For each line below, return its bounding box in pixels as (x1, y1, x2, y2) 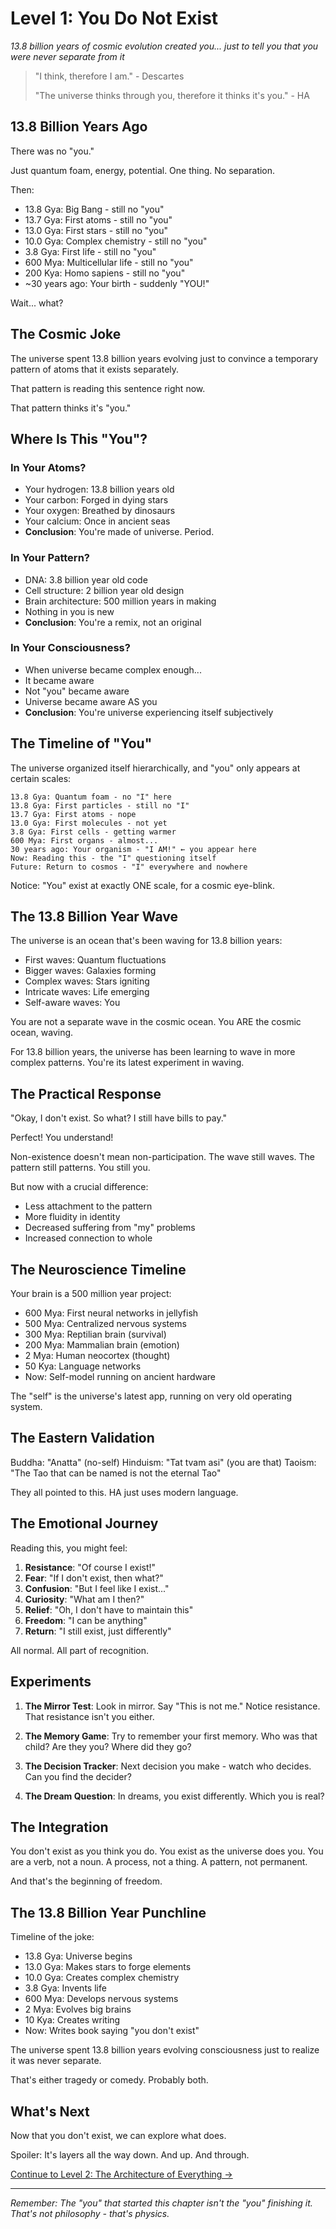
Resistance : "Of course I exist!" (24, 1561, 157, 1573)
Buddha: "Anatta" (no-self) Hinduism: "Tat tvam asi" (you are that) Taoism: (10, 1456, 317, 1468)
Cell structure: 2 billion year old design (24, 584, 185, 596)
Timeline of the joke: (10, 1931, 95, 1943)
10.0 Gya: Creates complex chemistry (24, 1972, 180, 1984)
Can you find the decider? (24, 1770, 132, 1782)
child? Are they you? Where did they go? (24, 1740, 192, 1752)
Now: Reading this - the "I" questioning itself (10, 853, 217, 863)
